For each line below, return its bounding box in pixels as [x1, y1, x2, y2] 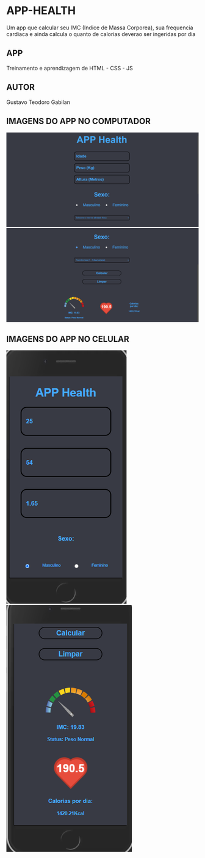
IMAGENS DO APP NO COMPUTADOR [6, 116, 151, 126]
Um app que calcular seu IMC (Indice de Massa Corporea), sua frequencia [6, 24, 193, 31]
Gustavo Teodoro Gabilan [6, 98, 70, 106]
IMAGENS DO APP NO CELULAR [6, 334, 129, 344]
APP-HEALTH [6, 4, 76, 18]
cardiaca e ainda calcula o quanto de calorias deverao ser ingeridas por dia [6, 30, 196, 37]
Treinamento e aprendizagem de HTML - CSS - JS [6, 64, 133, 72]
